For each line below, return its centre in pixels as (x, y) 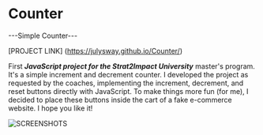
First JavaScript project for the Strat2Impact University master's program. (131, 66)
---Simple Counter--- (43, 36)
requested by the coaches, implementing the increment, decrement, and (126, 83)
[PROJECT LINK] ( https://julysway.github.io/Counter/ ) (96, 51)
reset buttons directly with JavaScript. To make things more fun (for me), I (128, 91)
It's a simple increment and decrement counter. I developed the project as (128, 74)
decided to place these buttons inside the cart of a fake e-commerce (120, 99)
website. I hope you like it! (51, 108)
